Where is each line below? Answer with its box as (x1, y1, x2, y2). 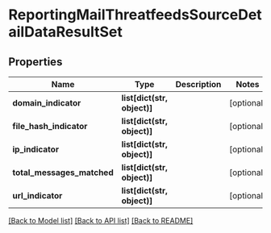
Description (175, 79, 222, 89)
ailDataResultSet (8, 23, 123, 41)
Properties (8, 55, 63, 69)
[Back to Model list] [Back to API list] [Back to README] (8, 216, 194, 225)
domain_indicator (12, 98, 81, 108)
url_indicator (12, 190, 63, 201)
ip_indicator (12, 144, 59, 155)
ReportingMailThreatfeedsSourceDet (8, 6, 262, 24)
